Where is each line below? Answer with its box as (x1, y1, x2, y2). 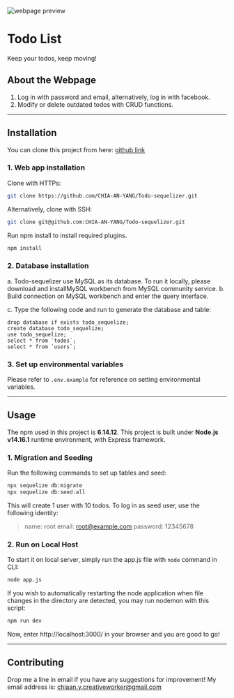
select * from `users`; (7, 343, 77, 350)
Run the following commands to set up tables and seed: (7, 468, 167, 477)
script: (7, 604, 26, 612)
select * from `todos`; (7, 337, 77, 344)
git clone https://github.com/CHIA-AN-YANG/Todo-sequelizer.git (7, 192, 198, 199)
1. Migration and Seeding (7, 452, 93, 462)
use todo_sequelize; (7, 331, 68, 338)
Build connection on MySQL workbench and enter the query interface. (7, 292, 209, 300)
